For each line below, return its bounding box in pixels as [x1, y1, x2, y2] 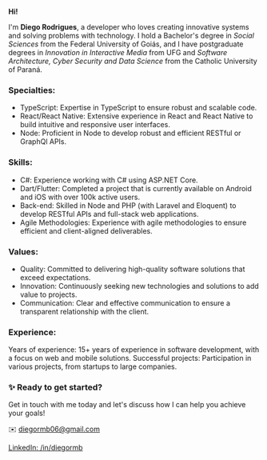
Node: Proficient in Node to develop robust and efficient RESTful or [19, 128, 241, 138]
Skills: [8, 157, 34, 168]
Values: [8, 246, 38, 257]
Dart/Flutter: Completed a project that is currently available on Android [19, 183, 252, 193]
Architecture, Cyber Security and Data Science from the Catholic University [8, 56, 257, 66]
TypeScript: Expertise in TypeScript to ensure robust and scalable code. [19, 103, 257, 113]
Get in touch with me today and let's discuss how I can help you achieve [8, 400, 246, 410]
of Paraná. [8, 65, 42, 74]
